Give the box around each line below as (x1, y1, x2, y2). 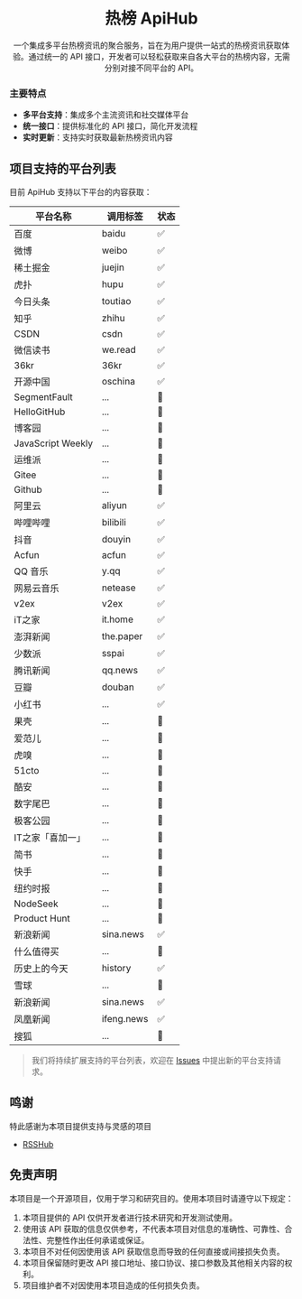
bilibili (101, 516, 126, 529)
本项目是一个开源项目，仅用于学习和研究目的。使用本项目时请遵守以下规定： (9, 1192, 294, 1203)
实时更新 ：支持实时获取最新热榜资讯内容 (22, 132, 173, 143)
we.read (101, 344, 137, 357)
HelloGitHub (14, 405, 66, 418)
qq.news (101, 664, 138, 677)
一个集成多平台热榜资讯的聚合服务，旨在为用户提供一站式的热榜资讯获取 (13, 40, 282, 51)
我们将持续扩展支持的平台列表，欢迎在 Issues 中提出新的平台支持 (31, 1055, 274, 1066)
